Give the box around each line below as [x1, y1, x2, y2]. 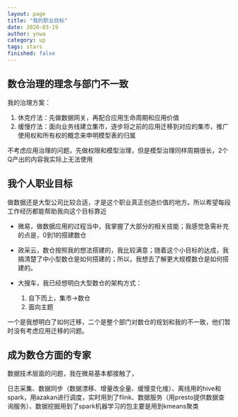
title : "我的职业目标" [7, 17, 68, 24]
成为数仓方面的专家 [7, 349, 91, 361]
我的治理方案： [7, 98, 51, 106]
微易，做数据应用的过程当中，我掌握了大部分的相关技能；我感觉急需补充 [17, 221, 229, 230]
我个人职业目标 [7, 178, 73, 190]
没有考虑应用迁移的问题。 [13, 326, 89, 335]
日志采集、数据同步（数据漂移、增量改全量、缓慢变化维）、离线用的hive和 [7, 384, 222, 393]
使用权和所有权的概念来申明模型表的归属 [17, 130, 136, 139]
